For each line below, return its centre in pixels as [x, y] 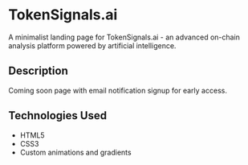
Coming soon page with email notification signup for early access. [118, 90]
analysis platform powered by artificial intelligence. [92, 45]
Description [38, 71]
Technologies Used [57, 115]
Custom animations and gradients [75, 152]
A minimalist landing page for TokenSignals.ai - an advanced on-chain [124, 37]
